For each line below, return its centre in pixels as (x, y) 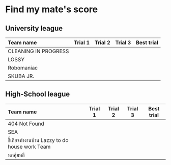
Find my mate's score (52, 9)
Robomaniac (23, 68)
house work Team (29, 147)
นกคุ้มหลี (16, 155)
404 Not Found (26, 124)
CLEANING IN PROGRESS (38, 51)
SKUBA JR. (21, 76)
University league (34, 28)
